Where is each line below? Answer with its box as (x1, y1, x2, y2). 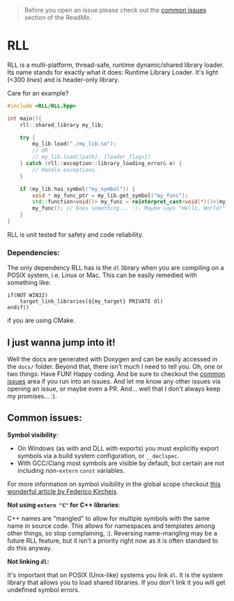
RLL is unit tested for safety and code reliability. (7, 230, 144, 239)
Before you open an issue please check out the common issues (24, 6, 207, 14)
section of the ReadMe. (24, 13, 92, 22)
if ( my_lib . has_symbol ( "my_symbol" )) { (19, 185, 136, 192)
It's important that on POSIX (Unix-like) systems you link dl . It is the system (7, 570, 224, 579)
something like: (7, 279, 51, 287)
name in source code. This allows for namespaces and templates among (7, 522, 216, 530)
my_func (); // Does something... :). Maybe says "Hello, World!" (32, 205, 226, 212)
